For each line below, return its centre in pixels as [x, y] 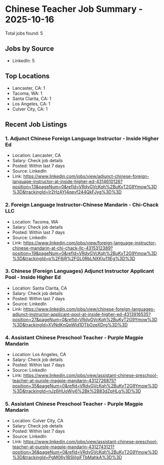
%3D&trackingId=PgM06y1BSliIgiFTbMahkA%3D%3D [67, 458]
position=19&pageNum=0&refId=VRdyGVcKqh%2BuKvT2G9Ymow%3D [84, 253]
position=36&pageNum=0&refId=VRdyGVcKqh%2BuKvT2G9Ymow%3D [85, 452]
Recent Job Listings [36, 124]
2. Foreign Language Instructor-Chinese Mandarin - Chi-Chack [82, 205]
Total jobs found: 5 [24, 33]
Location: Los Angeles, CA [39, 355]
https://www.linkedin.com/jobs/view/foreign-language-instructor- [90, 243]
